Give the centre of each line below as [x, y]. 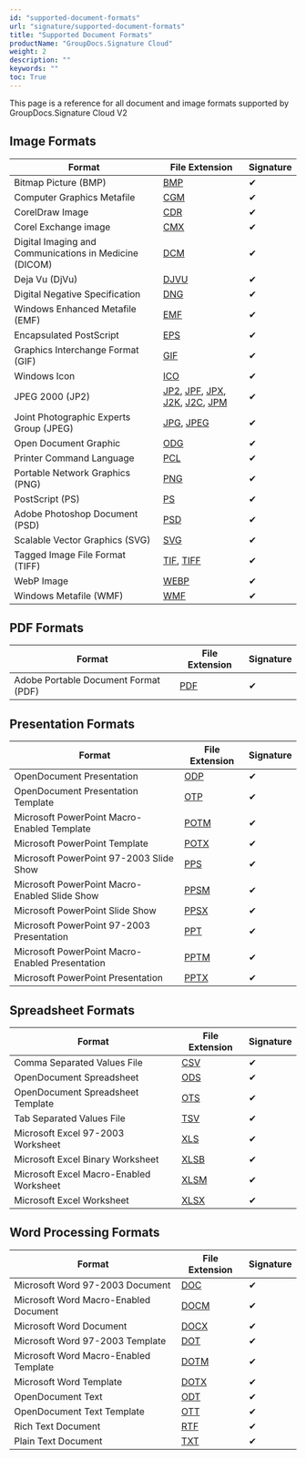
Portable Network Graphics [72, 473]
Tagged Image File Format [70, 555]
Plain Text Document [58, 1441]
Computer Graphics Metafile [75, 197]
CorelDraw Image [51, 212]
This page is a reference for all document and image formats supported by [149, 103]
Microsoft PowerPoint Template [81, 843]
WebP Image [41, 581]
